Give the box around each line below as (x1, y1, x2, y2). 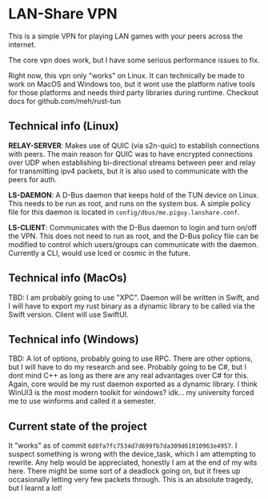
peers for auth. (8, 174, 58, 184)
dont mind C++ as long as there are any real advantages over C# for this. (8, 371, 250, 381)
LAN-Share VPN (8, 5, 118, 23)
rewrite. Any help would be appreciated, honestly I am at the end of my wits (8, 457, 258, 468)
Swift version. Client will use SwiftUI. (8, 309, 130, 319)
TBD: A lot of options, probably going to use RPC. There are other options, (8, 353, 254, 364)
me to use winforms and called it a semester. (8, 397, 156, 406)
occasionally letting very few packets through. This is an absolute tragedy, (8, 475, 254, 485)
